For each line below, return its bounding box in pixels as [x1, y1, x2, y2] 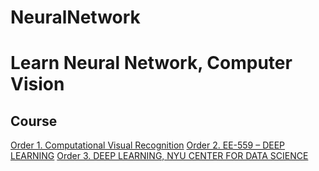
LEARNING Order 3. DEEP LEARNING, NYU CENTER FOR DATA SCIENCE [10, 150, 309, 162]
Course [10, 112, 58, 130]
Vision [10, 73, 65, 96]
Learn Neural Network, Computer [10, 52, 293, 75]
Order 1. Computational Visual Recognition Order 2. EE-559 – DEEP [10, 139, 286, 151]
